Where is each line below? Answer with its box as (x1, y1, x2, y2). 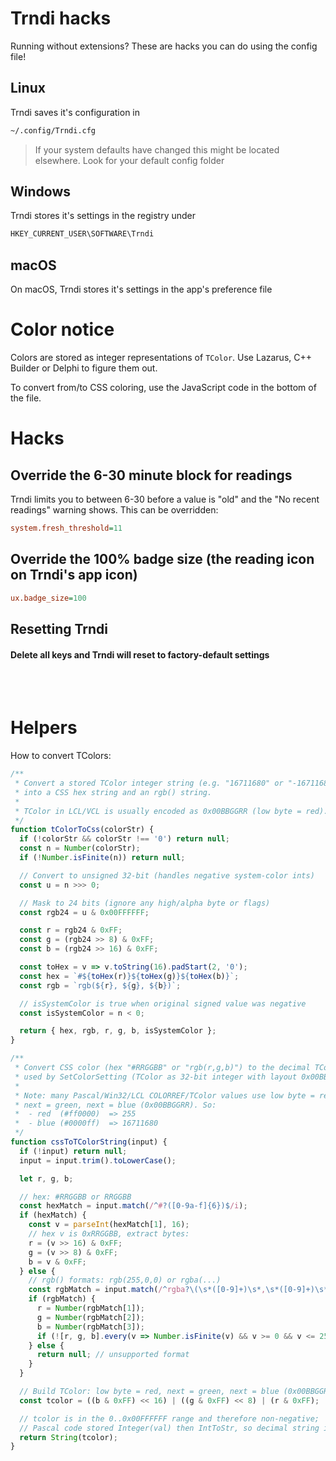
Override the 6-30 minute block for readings (10, 467, 293, 484)
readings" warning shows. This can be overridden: (10, 504, 219, 516)
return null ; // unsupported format (36, 1350, 190, 1360)
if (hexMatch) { (19, 1210, 87, 1221)
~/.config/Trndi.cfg (10, 125, 97, 136)
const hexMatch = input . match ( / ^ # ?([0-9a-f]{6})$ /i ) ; (19, 1201, 248, 1211)
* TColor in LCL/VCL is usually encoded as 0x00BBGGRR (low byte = (14, 806, 302, 816)
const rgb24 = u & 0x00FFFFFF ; (19, 907, 150, 917)
